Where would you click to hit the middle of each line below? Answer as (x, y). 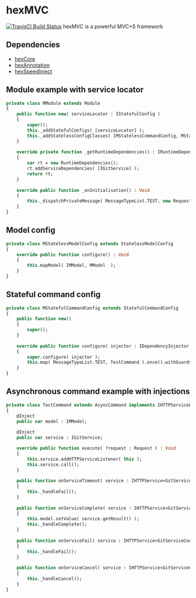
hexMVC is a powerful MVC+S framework (113, 26)
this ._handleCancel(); (55, 579)
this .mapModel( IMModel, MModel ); (71, 266)
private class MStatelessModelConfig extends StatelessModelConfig (90, 243)
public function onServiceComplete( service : (74, 508)
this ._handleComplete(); (57, 524)
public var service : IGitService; (60, 438)
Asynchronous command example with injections (98, 392)
